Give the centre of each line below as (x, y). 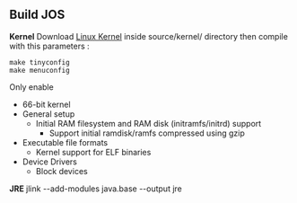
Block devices (61, 171)
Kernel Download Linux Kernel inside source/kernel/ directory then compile (149, 36)
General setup (48, 114)
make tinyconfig (39, 62)
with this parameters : (49, 46)
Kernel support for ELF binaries (93, 152)
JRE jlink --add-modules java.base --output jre (96, 189)
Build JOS (37, 15)
